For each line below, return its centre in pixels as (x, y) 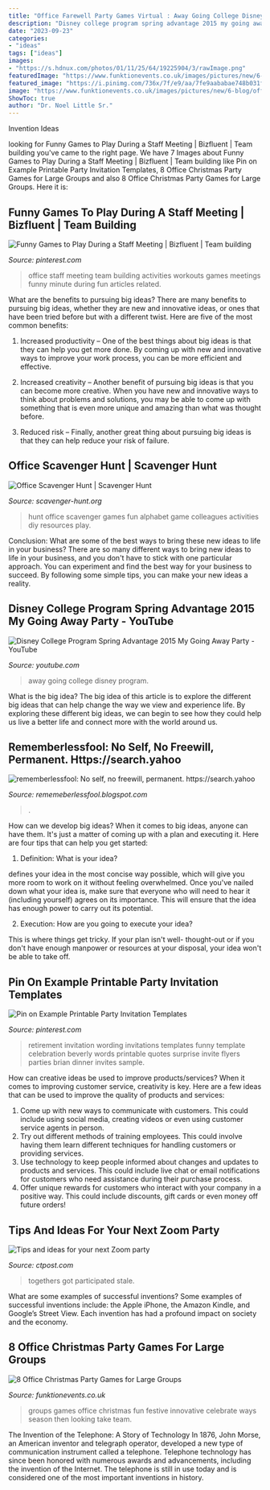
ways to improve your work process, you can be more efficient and (131, 358)
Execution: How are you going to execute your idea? (106, 924)
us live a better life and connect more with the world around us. (113, 722)
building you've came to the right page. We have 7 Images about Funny (126, 153)
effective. (36, 366)
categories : (28, 38)
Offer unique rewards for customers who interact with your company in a (140, 1188)
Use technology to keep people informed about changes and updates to (139, 1162)
